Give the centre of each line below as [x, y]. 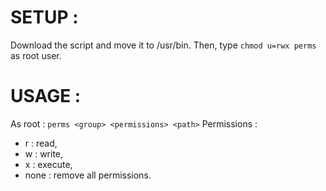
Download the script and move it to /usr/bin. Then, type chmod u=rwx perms [163, 45]
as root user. [36, 55]
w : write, [44, 153]
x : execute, [48, 164]
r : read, [41, 143]
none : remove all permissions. [88, 175]
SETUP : [44, 17]
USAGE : [46, 96]
